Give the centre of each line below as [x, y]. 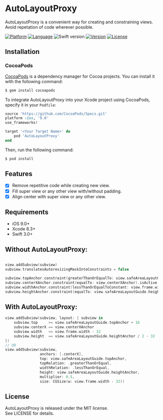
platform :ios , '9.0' [27, 118]
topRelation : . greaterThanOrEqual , [75, 363]
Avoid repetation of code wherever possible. [49, 27]
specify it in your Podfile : [31, 105]
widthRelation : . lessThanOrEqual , [74, 367]
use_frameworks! [21, 123]
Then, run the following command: [39, 150]
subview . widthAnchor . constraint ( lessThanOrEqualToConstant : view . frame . [80, 287]
